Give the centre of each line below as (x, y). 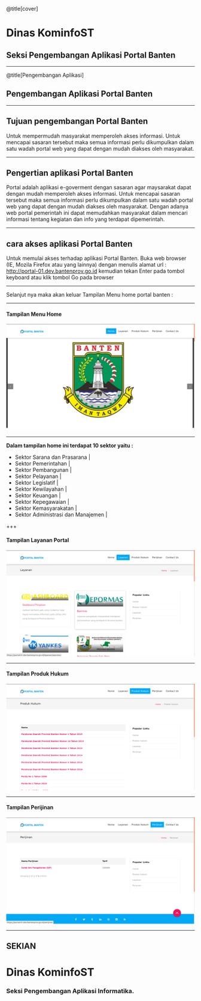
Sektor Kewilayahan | (41, 489)
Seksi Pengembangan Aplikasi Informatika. (70, 991)
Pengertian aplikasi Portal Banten (70, 173)
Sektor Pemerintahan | (42, 464)
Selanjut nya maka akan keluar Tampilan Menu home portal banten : (90, 295)
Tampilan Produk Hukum (37, 674)
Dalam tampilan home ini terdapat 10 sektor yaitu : (70, 446)
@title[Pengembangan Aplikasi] (45, 75)
